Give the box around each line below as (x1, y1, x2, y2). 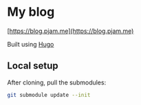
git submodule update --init (7, 91, 91, 98)
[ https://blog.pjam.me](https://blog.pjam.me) (7, 27, 134, 35)
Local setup (7, 60, 58, 72)
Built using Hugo (7, 40, 54, 48)
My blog (7, 4, 55, 20)
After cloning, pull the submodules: (7, 78, 107, 86)
